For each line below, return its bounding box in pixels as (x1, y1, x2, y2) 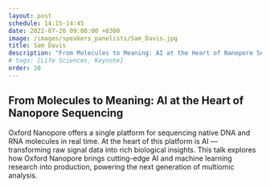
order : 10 (8, 64, 42, 72)
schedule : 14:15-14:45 (8, 19, 84, 27)
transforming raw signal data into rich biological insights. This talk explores (8, 145, 256, 154)
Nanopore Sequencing (8, 106, 124, 121)
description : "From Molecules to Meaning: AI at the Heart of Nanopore (8, 49, 253, 57)
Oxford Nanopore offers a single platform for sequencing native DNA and (8, 128, 251, 137)
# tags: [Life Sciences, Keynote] (8, 57, 125, 65)
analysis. (8, 170, 38, 180)
